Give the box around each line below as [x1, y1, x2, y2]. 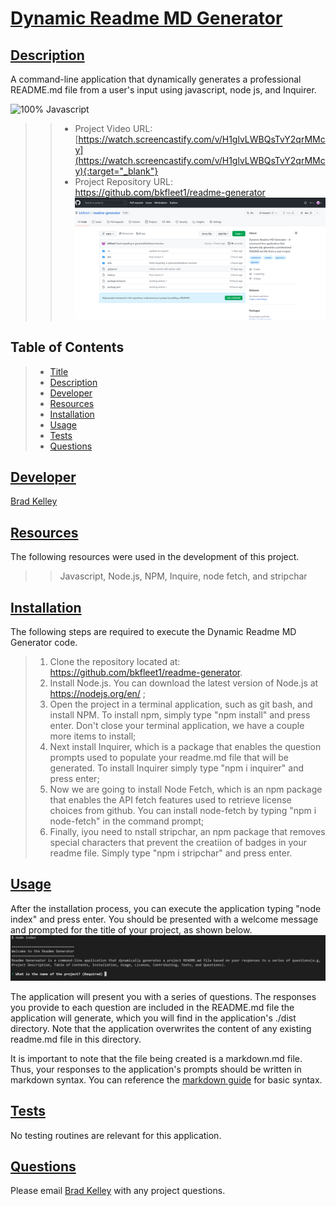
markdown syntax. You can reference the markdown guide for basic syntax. [10, 1073, 323, 1086]
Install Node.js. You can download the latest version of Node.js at [49, 677, 319, 689]
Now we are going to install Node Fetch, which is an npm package [49, 783, 323, 796]
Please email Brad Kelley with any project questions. [10, 1185, 226, 1197]
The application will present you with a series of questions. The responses [10, 990, 317, 1002]
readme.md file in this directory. [10, 1033, 142, 1045]
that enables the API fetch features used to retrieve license [49, 794, 292, 806]
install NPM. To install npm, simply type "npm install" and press [49, 709, 311, 721]
